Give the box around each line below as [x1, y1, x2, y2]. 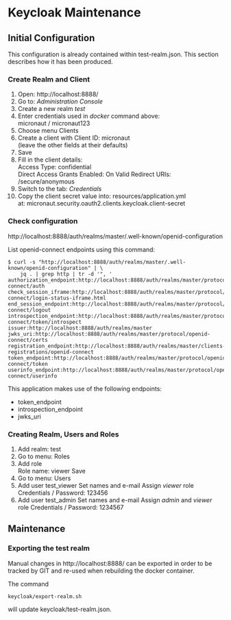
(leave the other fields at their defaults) [17, 141, 128, 149]
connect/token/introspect [8, 319, 82, 325]
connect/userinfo [8, 372, 58, 380]
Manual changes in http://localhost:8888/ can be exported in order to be [8, 559, 212, 567]
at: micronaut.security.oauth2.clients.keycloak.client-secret [17, 199, 186, 208]
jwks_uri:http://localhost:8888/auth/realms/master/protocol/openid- [8, 330, 211, 337]
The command [8, 580, 49, 588]
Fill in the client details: [17, 156, 83, 164]
